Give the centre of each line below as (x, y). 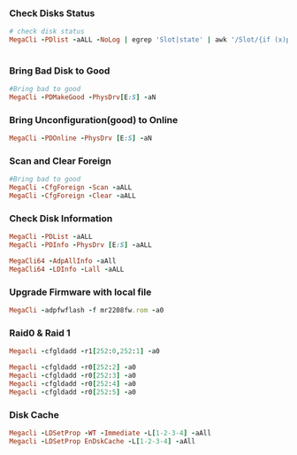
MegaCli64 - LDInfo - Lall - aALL (67, 269)
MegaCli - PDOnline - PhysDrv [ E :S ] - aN (80, 139)
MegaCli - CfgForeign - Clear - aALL (73, 196)
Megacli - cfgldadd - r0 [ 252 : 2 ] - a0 (73, 367)
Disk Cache (34, 414)
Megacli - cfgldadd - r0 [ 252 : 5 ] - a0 (73, 392)
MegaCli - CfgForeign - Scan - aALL (71, 188)
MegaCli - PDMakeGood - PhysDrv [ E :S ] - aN (83, 97)
